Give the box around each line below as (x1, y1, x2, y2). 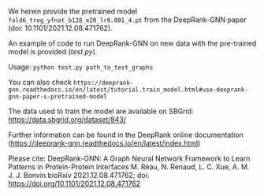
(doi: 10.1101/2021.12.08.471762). (8, 24, 113, 32)
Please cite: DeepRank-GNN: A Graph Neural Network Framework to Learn (8, 153, 251, 163)
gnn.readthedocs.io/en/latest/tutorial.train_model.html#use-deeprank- (8, 86, 248, 94)
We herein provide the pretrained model (8, 7, 138, 16)
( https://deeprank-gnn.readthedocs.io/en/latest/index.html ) (8, 139, 201, 148)
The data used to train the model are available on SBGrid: (8, 106, 195, 116)
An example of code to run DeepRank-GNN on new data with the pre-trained (8, 39, 257, 48)
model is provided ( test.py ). (8, 47, 98, 56)
